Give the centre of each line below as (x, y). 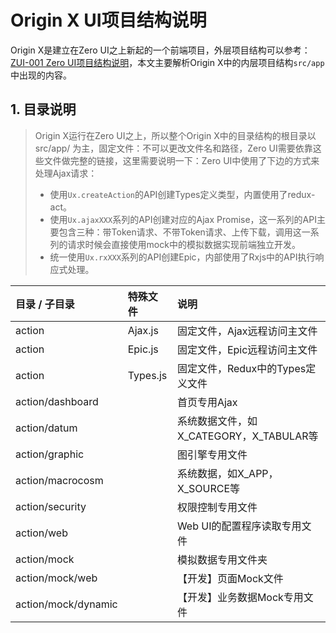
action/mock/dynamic (66, 604)
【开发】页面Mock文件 (230, 578)
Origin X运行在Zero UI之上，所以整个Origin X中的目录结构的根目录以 (175, 135)
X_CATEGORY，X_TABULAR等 (247, 436)
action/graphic (50, 454)
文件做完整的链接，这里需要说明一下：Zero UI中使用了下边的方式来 (181, 160)
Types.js (147, 375)
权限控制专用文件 (217, 507)
